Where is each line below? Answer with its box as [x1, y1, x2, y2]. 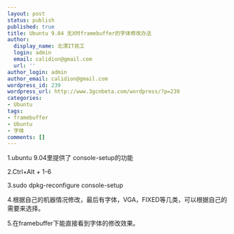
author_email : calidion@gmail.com [7, 75, 109, 82]
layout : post [7, 10, 46, 17]
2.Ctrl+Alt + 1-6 [7, 168, 52, 176]
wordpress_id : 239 [7, 82, 61, 89]
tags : [7, 108, 23, 115]
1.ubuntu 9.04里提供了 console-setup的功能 [7, 154, 134, 162]
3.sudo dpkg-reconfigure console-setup [7, 181, 124, 189]
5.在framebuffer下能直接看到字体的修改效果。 [7, 219, 139, 228]
